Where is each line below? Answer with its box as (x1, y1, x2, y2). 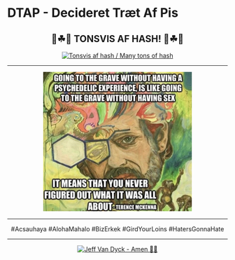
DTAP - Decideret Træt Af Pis (7, 5, 178, 21)
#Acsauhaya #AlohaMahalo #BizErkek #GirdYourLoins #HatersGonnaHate (10, 225, 225, 233)
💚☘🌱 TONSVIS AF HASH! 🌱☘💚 (51, 33, 184, 45)
